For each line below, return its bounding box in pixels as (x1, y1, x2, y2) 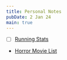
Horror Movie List (14, 48, 58, 55)
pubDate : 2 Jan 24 (6, 14, 51, 20)
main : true (6, 19, 33, 25)
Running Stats (14, 36, 49, 43)
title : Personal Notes (6, 8, 62, 15)
